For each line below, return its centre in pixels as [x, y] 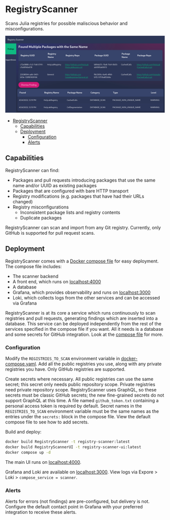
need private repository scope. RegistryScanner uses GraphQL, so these [81, 390]
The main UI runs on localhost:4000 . [44, 462]
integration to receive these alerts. [41, 512]
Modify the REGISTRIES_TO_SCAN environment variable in [63, 358]
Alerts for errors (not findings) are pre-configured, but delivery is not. [77, 501]
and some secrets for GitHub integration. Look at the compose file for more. [84, 334]
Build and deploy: [24, 432]
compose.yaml [21, 364]
